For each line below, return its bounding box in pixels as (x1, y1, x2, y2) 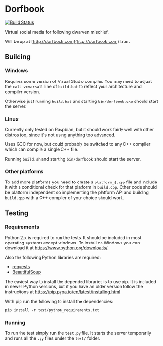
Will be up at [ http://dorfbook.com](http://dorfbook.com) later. (5, 38, 130, 44)
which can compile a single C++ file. (5, 146, 79, 152)
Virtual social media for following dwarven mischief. (5, 29, 109, 35)
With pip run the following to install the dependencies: (5, 298, 114, 304)
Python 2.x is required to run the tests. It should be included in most (5, 234, 142, 240)
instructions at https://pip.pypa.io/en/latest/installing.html (5, 289, 121, 295)
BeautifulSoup (12, 269, 41, 275)
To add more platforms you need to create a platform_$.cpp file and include (5, 179, 157, 185)
